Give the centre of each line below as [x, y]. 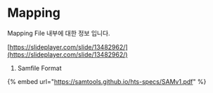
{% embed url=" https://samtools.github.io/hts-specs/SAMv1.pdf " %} [107, 81]
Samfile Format [39, 68]
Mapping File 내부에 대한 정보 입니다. [59, 33]
